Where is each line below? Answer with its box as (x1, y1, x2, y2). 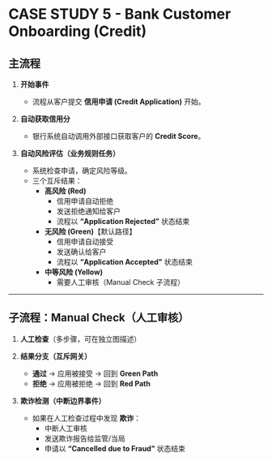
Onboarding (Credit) (8, 22, 147, 41)
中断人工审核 (44, 423, 87, 433)
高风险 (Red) (44, 186, 87, 196)
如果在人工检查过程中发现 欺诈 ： (32, 413, 142, 423)
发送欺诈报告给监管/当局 (44, 433, 125, 443)
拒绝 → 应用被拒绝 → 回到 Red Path (32, 378, 151, 388)
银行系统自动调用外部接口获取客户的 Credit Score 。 (32, 131, 206, 140)
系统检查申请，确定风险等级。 (32, 166, 132, 175)
